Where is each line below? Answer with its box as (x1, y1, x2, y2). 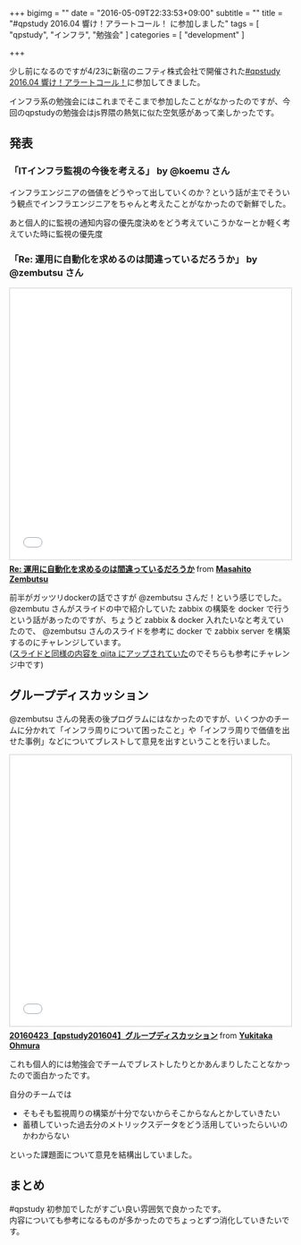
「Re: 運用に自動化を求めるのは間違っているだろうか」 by (9, 252, 258, 265)
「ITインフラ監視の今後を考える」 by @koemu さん (9, 165, 230, 177)
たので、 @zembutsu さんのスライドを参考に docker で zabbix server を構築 (9, 626, 291, 636)
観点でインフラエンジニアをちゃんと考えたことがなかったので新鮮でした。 (16, 198, 291, 209)
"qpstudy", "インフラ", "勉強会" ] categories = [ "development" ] (9, 30, 245, 39)
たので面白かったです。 (9, 1070, 96, 1080)
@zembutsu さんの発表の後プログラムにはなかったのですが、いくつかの (9, 713, 274, 724)
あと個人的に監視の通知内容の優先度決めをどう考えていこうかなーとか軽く (9, 217, 283, 227)
